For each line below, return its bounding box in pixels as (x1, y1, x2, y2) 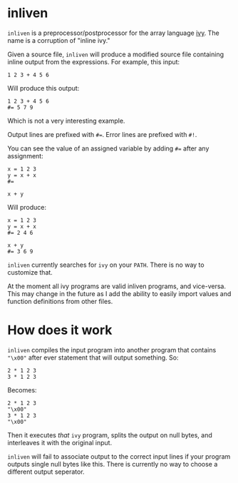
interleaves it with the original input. (7, 438, 113, 447)
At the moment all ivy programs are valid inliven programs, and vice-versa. (7, 282, 227, 290)
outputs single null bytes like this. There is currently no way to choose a (7, 459, 218, 468)
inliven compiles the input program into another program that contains (7, 345, 217, 354)
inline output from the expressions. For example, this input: (7, 57, 180, 66)
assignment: (7, 151, 44, 160)
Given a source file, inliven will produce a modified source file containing (7, 50, 224, 59)
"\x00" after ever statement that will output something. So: (7, 353, 179, 362)
